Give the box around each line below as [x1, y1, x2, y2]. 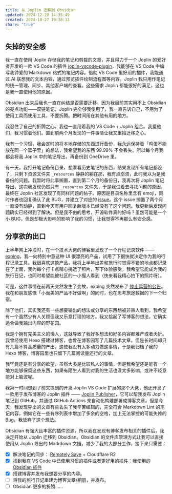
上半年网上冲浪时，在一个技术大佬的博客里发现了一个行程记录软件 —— [5, 247, 155, 253]
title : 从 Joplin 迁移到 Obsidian [5, 7, 76, 13]
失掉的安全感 [5, 42, 46, 51]
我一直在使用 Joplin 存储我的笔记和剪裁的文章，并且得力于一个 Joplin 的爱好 [5, 57, 166, 63]
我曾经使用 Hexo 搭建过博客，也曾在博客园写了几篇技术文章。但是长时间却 [5, 337, 162, 343]
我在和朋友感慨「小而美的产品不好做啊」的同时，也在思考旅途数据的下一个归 [5, 289, 167, 295]
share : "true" [5, 22, 36, 27]
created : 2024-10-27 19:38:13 [5, 17, 70, 22]
